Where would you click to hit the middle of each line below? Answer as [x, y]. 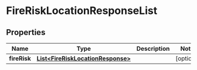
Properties [26, 32]
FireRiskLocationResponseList [82, 11]
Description [153, 49]
